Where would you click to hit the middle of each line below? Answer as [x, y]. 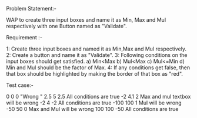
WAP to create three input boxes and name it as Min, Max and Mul [86, 20]
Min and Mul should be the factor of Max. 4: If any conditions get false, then [98, 68]
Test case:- [20, 85]
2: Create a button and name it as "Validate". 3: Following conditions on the [97, 55]
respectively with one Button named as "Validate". [67, 26]
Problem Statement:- [31, 9]
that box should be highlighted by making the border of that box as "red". [95, 74]
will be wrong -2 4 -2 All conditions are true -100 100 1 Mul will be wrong [94, 103]
